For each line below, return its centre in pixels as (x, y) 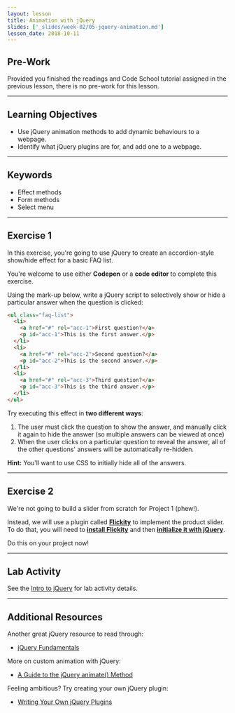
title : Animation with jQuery (51, 20)
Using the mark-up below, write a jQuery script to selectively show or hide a (116, 295)
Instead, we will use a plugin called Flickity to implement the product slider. (116, 522)
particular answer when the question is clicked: (75, 302)
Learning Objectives (52, 115)
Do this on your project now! (48, 543)
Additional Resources (55, 617)
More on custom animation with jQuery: (64, 661)
